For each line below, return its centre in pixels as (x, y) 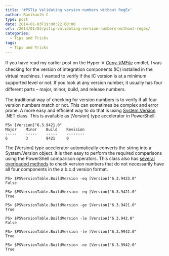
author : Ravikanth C (27, 15)
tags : (11, 43)
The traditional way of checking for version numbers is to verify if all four (81, 100)
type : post (17, 19)
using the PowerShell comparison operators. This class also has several (80, 158)
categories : (18, 33)
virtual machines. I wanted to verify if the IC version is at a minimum (76, 76)
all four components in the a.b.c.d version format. (57, 169)
